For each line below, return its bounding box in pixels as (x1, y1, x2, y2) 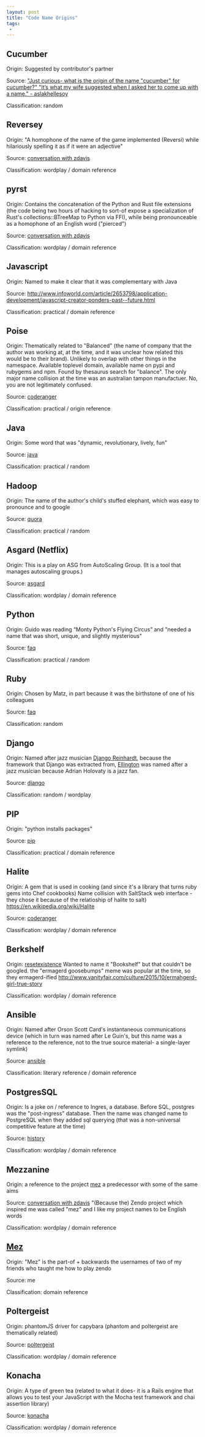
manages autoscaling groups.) (6, 568, 83, 575)
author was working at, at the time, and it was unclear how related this (6, 349, 184, 356)
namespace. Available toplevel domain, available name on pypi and (6, 361, 176, 369)
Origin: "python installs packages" (6, 825, 93, 832)
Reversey (6, 120, 43, 130)
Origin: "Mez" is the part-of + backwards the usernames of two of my (6, 1258, 182, 1265)
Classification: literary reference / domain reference (6, 1069, 136, 1077)
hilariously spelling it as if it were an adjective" (6, 142, 124, 150)
